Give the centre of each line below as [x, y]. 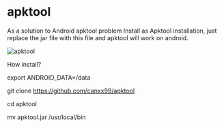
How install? [24, 64]
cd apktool [22, 103]
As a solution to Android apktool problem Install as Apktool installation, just [112, 31]
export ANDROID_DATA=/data [49, 77]
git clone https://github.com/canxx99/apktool [71, 91]
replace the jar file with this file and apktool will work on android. [98, 37]
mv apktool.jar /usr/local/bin [47, 117]
